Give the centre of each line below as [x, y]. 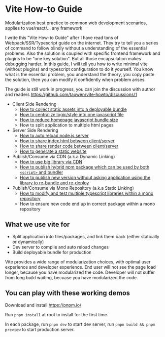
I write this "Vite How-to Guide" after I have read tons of [62, 38]
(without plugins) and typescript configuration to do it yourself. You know [79, 69]
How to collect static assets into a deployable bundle [73, 109]
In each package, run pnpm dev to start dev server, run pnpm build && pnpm [80, 324]
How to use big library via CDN [51, 162]
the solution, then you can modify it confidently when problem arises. [76, 80]
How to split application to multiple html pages [67, 125]
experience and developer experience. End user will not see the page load [81, 267]
